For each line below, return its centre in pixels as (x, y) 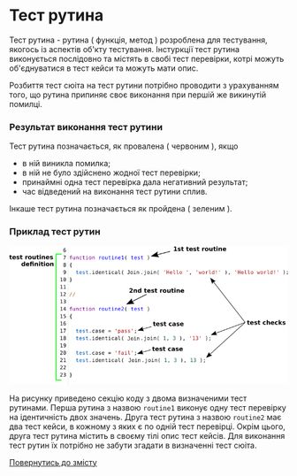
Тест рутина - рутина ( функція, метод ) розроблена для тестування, (138, 40)
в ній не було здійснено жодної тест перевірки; (111, 173)
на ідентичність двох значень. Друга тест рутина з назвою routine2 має (145, 417)
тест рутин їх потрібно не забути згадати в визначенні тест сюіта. (133, 445)
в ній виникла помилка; (66, 164)
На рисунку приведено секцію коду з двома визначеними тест (128, 398)
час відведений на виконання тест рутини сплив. (114, 192)
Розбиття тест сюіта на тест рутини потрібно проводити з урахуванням (145, 85)
